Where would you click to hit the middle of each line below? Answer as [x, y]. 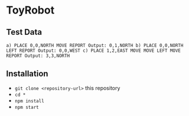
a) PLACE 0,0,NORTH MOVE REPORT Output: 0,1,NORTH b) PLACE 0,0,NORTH [95, 45]
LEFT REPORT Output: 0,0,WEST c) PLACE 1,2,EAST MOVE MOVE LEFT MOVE [94, 51]
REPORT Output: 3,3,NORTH [38, 56]
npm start [27, 107]
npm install [29, 101]
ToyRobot [30, 10]
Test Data [24, 32]
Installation [27, 74]
